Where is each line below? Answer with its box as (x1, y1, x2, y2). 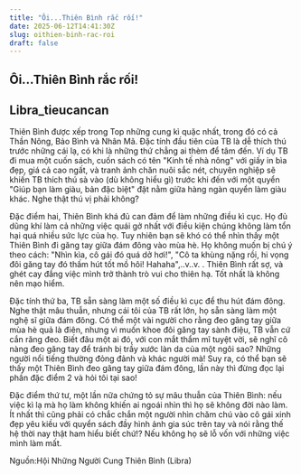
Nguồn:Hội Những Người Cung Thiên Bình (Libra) (9, 455, 193, 466)
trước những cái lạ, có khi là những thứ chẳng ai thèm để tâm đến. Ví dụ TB (9, 145, 288, 156)
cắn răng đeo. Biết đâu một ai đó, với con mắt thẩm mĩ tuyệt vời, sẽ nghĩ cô (9, 334, 288, 345)
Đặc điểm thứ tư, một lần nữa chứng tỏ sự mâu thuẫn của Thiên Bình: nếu (9, 390, 282, 401)
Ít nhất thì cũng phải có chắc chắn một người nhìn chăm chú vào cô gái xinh (9, 409, 292, 420)
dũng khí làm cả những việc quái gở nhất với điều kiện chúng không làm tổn (9, 220, 292, 231)
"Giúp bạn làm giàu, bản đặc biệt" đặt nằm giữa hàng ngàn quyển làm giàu (9, 184, 287, 195)
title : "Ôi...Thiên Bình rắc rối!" (9, 13, 144, 23)
